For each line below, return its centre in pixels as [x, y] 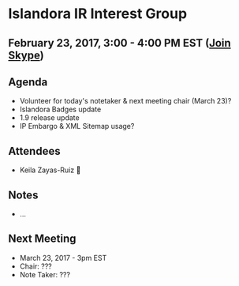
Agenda [28, 82]
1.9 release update [50, 118]
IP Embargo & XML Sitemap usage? [77, 126]
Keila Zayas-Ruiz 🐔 [50, 170]
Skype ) [26, 55]
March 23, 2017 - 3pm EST [63, 258]
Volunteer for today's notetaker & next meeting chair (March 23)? [125, 101]
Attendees [34, 151]
